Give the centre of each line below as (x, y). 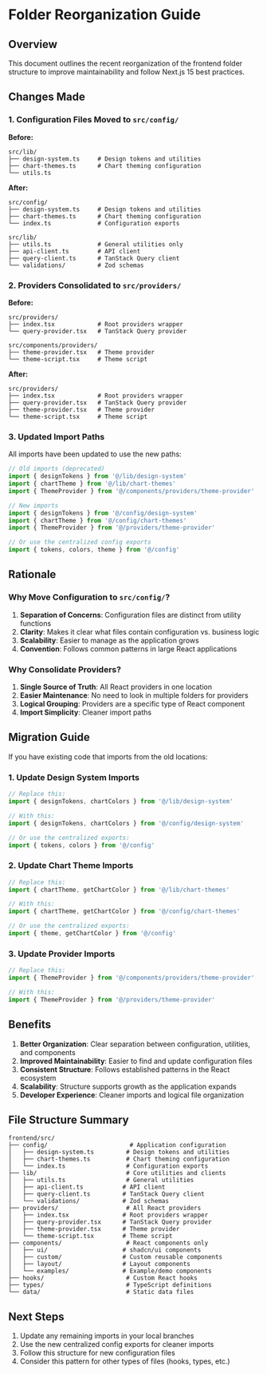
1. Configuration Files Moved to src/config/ (94, 120)
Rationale (32, 574)
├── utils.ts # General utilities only (96, 244)
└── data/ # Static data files (101, 1292)
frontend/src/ (32, 1138)
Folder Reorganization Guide (105, 15)
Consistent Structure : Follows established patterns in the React (125, 1069)
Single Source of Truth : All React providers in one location (116, 687)
